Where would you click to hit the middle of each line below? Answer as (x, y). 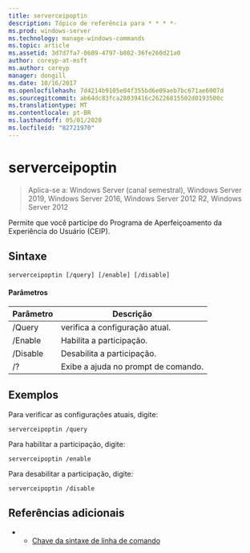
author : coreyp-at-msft (48, 61)
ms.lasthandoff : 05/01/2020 (55, 121)
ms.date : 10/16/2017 (43, 83)
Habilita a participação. (104, 340)
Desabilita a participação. (109, 353)
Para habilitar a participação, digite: (67, 444)
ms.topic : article (39, 46)
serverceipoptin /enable (50, 459)
